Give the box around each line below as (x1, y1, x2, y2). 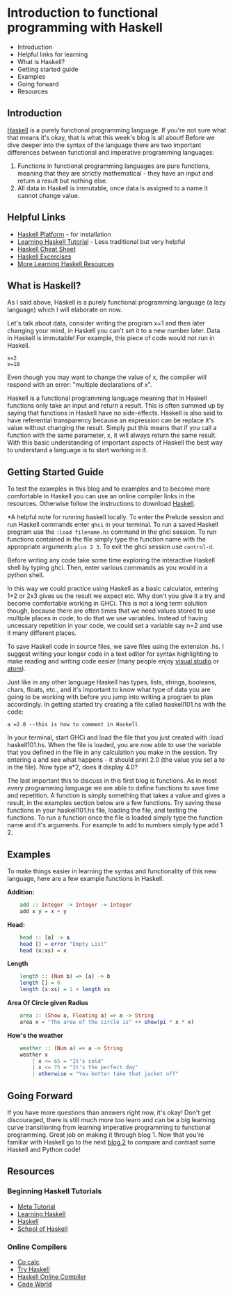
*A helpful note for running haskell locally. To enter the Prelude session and (7, 513, 224, 521)
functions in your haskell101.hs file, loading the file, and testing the (7, 806, 198, 815)
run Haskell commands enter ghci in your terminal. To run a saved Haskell (7, 521, 218, 529)
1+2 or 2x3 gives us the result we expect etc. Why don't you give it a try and (7, 592, 225, 600)
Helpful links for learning (17, 50, 88, 59)
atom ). (7, 664, 26, 673)
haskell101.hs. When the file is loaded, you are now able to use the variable (7, 741, 221, 749)
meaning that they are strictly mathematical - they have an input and (17, 169, 214, 177)
